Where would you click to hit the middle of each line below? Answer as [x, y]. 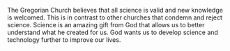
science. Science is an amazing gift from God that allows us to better [106, 25]
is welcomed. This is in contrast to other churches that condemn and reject [115, 17]
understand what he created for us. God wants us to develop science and [113, 32]
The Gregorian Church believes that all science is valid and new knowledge [115, 10]
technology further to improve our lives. [64, 40]
